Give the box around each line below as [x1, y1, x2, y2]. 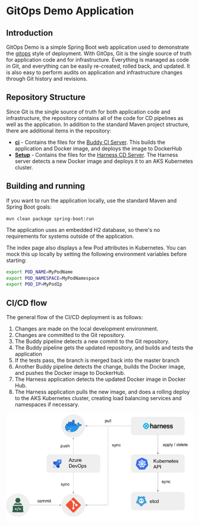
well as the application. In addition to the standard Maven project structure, [6, 121, 190, 128]
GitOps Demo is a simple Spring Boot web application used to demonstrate [6, 43, 189, 51]
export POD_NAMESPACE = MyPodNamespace [6, 275, 100, 281]
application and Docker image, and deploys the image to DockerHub [14, 144, 182, 152]
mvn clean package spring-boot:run [6, 216, 94, 222]
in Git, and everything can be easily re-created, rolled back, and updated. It [6, 62, 190, 70]
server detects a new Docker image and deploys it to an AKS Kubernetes [14, 158, 193, 165]
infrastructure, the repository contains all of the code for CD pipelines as [6, 114, 184, 121]
